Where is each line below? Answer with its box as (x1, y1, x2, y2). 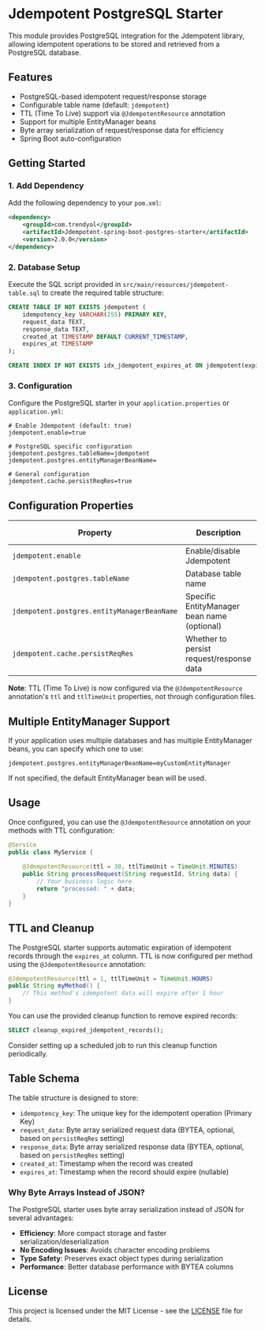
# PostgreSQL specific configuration (8, 443, 132, 451)
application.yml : (8, 406, 64, 416)
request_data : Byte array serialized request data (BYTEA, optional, (19, 1124, 235, 1135)
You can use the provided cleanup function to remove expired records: (8, 1011, 238, 1021)
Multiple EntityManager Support (8, 715, 170, 728)
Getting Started (8, 157, 86, 170)
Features (8, 70, 53, 84)
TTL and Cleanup (8, 922, 95, 935)
